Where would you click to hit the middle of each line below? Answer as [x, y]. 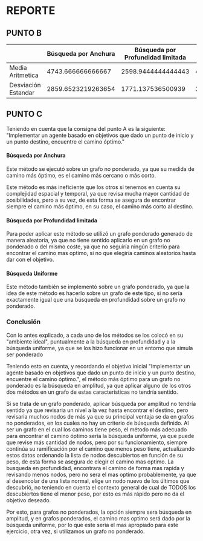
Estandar [22, 93]
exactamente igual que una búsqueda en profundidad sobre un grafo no [96, 300]
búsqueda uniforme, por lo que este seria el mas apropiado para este [92, 525]
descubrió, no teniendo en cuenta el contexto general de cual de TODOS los [101, 487]
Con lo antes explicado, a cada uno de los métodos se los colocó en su [95, 335]
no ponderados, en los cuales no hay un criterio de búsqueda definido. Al [98, 423]
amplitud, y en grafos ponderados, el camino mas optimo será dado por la [98, 518]
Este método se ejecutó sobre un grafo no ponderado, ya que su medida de [100, 169]
